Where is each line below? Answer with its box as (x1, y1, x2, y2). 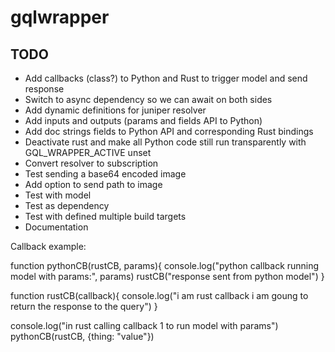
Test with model (24, 189, 92, 201)
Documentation (24, 221, 89, 233)
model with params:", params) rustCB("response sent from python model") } (10, 271, 325, 282)
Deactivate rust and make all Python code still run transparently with (24, 136, 307, 148)
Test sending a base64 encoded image (24, 168, 187, 180)
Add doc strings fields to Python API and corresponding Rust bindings (24, 126, 314, 137)
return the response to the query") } (10, 301, 158, 312)
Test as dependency (24, 200, 110, 211)
